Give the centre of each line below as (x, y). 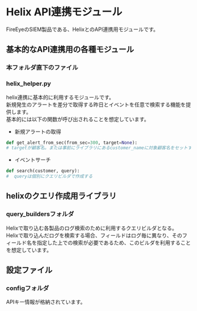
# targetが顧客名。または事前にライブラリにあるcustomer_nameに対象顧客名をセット (97, 148)
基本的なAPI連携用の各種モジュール (70, 49)
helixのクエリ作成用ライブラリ (62, 196)
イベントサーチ (33, 160)
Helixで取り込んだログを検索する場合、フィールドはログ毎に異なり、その (94, 235)
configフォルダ (28, 288)
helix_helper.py (29, 84)
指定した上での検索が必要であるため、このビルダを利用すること (114, 243)
